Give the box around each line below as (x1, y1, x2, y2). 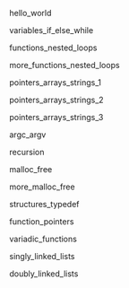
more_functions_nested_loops (9, 60, 120, 70)
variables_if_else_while (9, 25, 94, 35)
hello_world (9, 8, 52, 18)
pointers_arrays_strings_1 (9, 77, 101, 88)
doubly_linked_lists (9, 268, 79, 279)
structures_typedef (9, 199, 80, 209)
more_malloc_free (9, 181, 75, 192)
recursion (9, 147, 45, 157)
